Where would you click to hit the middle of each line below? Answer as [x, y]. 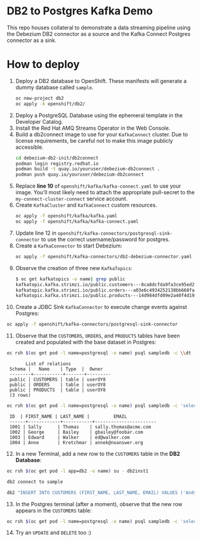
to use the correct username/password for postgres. [106, 239]
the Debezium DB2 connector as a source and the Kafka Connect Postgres [99, 33]
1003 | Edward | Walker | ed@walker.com [69, 437]
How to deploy [43, 65]
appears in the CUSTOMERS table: [53, 510]
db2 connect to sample [35, 482]
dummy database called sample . [55, 87]
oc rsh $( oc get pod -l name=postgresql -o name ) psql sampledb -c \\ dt [99, 353]
